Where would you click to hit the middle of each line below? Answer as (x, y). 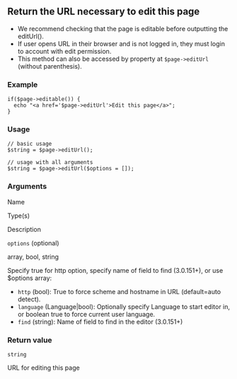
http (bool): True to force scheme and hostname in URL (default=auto (119, 291)
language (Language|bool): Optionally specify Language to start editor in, (124, 306)
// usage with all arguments (50, 163)
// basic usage (30, 144)
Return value (30, 340)
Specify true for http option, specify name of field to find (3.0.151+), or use (115, 270)
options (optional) (33, 243)
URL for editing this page (44, 368)
